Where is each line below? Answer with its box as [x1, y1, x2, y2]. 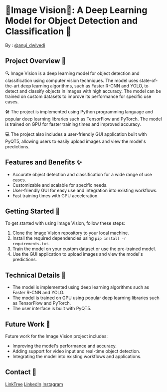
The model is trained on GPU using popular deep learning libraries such [12, 295, 160, 301]
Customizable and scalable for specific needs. [12, 182, 108, 188]
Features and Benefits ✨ [5, 158, 82, 167]
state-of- [139, 77, 158, 83]
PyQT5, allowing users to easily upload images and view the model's [5, 138, 146, 144]
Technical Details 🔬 [5, 271, 66, 279]
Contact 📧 [5, 368, 37, 377]
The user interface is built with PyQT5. [12, 306, 91, 312]
